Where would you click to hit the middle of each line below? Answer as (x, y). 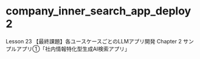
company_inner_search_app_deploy (98, 11)
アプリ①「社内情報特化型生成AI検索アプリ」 (73, 49)
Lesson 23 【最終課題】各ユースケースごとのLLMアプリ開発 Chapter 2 (94, 41)
